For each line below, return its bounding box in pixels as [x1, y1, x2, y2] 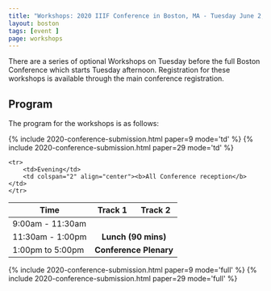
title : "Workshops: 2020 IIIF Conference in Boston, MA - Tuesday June [8, 11, 254, 20]
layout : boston [8, 19, 60, 27]
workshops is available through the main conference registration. [8, 74, 224, 83]
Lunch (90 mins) [101, 231, 167, 242]
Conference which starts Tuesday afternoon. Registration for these [8, 65, 231, 75]
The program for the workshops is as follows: [8, 119, 160, 129]
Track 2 [140, 205, 171, 216]
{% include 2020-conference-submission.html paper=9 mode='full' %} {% [8, 265, 257, 275]
